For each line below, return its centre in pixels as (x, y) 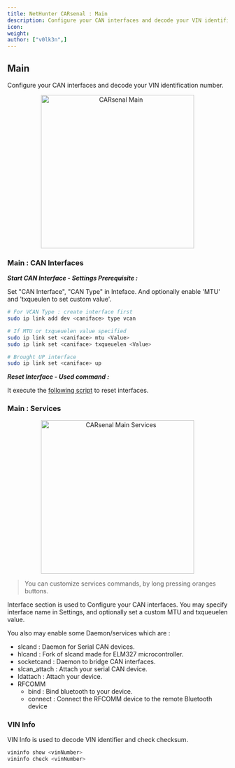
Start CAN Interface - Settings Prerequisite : (73, 278)
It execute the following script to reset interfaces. (78, 391)
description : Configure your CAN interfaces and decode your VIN (104, 20)
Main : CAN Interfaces (45, 262)
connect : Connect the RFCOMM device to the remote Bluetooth (120, 699)
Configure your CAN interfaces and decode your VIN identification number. (115, 85)
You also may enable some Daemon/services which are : (89, 633)
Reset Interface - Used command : (58, 377)
